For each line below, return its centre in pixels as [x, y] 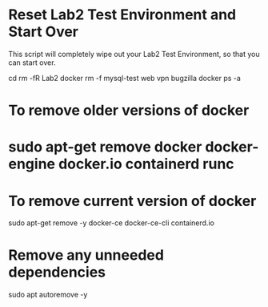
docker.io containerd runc [146, 164]
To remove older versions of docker [129, 111]
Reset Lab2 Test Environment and [122, 15]
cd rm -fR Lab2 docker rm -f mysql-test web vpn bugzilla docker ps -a [125, 78]
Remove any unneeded [86, 255]
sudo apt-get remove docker [105, 147]
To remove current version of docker [132, 201]
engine [32, 164]
